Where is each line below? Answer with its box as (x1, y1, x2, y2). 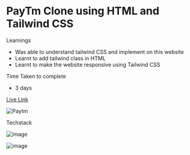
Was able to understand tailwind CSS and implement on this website (14, 48, 185, 55)
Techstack (6, 118, 32, 126)
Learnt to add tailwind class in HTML (14, 54, 106, 62)
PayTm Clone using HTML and (6, 4, 159, 18)
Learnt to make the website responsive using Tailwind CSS (14, 61, 161, 68)
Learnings (6, 37, 31, 44)
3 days (14, 84, 32, 91)
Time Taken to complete (6, 72, 66, 80)
